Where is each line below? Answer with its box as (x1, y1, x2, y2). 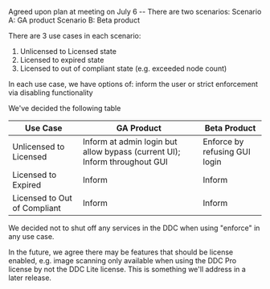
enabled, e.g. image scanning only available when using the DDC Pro (8, 256, 237, 265)
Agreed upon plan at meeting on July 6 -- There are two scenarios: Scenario (8, 7, 262, 16)
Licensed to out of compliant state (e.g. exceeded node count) (19, 64, 227, 73)
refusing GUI (202, 147, 251, 157)
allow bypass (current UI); (83, 147, 181, 157)
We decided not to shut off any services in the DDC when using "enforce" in (8, 223, 260, 233)
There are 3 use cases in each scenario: (8, 31, 141, 40)
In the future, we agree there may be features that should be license (8, 247, 234, 257)
